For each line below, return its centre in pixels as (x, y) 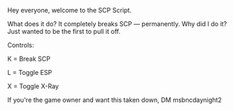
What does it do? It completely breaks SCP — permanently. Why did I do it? (117, 24)
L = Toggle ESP (30, 72)
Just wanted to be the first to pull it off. (64, 31)
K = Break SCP (29, 59)
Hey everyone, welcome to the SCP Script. (69, 10)
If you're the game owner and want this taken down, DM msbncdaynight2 (115, 100)
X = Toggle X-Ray (33, 86)
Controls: (21, 45)
